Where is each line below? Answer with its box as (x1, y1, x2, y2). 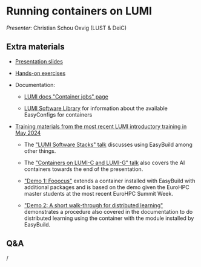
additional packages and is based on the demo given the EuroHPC (24, 183, 189, 191)
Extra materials (6, 42, 65, 52)
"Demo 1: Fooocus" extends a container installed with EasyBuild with (24, 177, 196, 184)
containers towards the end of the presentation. (24, 165, 143, 173)
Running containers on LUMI (6, 4, 153, 18)
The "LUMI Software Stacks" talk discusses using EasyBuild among (24, 141, 193, 148)
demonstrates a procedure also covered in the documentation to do (24, 208, 193, 215)
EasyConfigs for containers (24, 111, 93, 118)
